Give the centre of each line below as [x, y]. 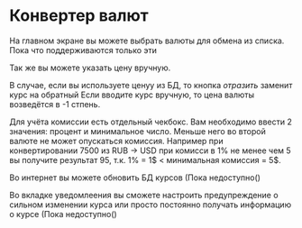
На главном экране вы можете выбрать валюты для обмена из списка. [147, 41]
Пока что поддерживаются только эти [83, 50]
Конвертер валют [79, 16]
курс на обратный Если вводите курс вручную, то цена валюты [132, 95]
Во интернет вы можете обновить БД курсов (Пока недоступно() [135, 178]
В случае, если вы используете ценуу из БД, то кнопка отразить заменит [151, 85]
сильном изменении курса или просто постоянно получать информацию [150, 205]
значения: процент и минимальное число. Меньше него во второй [137, 131]
